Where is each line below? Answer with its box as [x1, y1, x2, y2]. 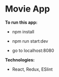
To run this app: [5, 19, 38, 25]
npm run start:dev [12, 38, 48, 44]
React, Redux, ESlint [12, 66, 53, 72]
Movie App [5, 3, 50, 15]
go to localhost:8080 [12, 47, 55, 53]
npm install [12, 29, 35, 34]
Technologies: [5, 57, 35, 62]
